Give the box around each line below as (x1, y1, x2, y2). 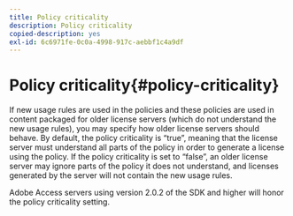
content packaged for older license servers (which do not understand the (9, 114, 277, 124)
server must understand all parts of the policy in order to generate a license (9, 142, 285, 153)
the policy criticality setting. (9, 197, 111, 207)
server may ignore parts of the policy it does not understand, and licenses (9, 160, 279, 172)
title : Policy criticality (9, 12, 109, 22)
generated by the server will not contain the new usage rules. (9, 170, 233, 181)
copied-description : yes (9, 29, 101, 38)
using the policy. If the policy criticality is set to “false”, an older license (9, 152, 268, 162)
